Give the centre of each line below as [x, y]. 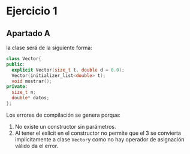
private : [17, 87]
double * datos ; [31, 98]
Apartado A [28, 33]
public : [16, 64]
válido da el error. [37, 146]
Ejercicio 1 [32, 11]
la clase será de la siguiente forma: [49, 48]
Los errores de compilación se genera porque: [64, 115]
